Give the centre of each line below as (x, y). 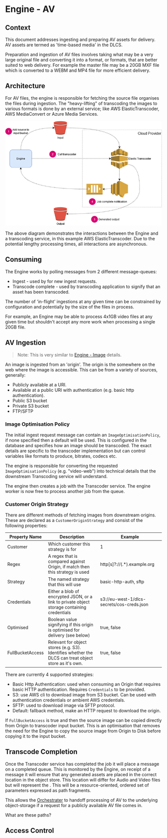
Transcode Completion (42, 752)
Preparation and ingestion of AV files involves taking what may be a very (79, 54)
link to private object (69, 602)
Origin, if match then (69, 567)
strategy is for (62, 549)
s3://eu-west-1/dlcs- (123, 599)
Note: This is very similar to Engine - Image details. (69, 354)
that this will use (64, 584)
